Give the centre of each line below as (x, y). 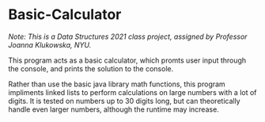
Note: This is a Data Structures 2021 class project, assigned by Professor (128, 36)
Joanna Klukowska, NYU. (50, 44)
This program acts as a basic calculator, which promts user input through (127, 60)
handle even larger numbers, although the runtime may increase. (114, 109)
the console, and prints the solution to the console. (91, 68)
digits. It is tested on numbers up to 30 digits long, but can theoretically (124, 101)
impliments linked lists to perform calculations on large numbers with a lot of (132, 92)
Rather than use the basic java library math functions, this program (117, 84)
